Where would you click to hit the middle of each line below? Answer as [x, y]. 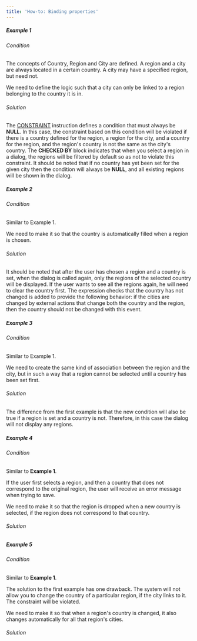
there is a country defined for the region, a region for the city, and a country [98, 138]
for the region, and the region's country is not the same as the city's [89, 144]
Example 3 [19, 323]
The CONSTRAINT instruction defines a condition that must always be [91, 126]
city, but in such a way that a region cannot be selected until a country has [96, 374]
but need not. [22, 76]
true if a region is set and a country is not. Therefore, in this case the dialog [97, 418]
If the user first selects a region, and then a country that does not [85, 482]
